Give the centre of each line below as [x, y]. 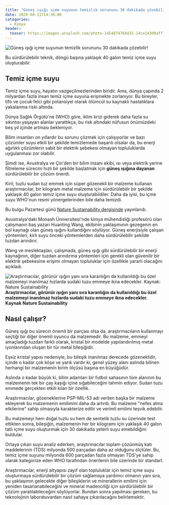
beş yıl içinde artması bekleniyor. [39, 127]
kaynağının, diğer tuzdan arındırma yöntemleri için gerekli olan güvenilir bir [82, 256]
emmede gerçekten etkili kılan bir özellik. [47, 388]
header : [13, 29]
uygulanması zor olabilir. [30, 153]
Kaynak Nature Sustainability [36, 303]
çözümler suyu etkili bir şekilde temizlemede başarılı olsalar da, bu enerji [80, 142]
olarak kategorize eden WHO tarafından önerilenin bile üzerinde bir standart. [84, 460]
